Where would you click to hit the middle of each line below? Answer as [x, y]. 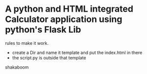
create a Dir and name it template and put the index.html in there [77, 53]
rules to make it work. [27, 43]
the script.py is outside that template [49, 57]
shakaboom [17, 67]
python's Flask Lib [43, 30]
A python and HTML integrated [69, 9]
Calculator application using [64, 19]
